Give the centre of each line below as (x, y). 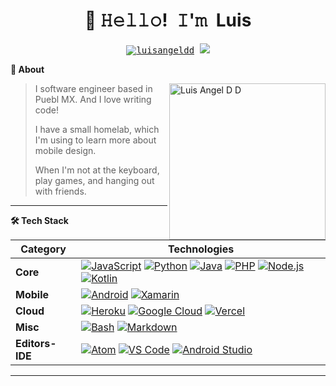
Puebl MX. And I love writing (93, 99)
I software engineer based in (93, 88)
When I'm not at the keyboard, (97, 170)
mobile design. (65, 150)
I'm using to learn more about (95, 140)
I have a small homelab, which (97, 129)
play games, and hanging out (94, 180)
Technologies (201, 249)
